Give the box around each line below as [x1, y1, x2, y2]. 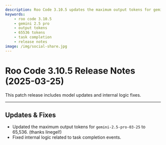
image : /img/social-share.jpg [5, 44, 68, 49]
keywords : [5, 12, 26, 17]
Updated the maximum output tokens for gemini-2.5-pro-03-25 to [12, 124, 146, 130]
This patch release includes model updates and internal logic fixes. [5, 92, 141, 98]
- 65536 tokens [14, 30, 45, 35]
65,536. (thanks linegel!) [12, 129, 62, 135]
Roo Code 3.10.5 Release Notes [5, 65, 135, 76]
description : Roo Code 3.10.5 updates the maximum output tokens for [5, 7, 152, 12]
